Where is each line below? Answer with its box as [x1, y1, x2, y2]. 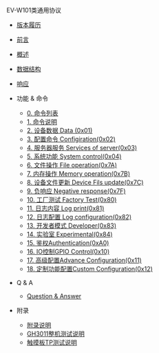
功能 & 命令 [16, 94, 49, 102]
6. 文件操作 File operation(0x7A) [26, 161, 118, 169]
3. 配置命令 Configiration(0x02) [26, 135, 116, 143]
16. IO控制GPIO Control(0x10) [26, 248, 110, 255]
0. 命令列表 [26, 109, 59, 117]
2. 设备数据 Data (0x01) [26, 127, 93, 134]
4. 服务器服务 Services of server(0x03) [26, 144, 138, 152]
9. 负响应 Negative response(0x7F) [26, 187, 126, 195]
